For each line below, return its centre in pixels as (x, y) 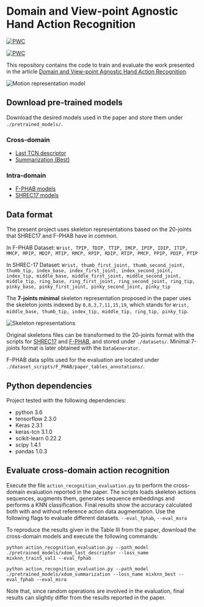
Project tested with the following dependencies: (66, 400)
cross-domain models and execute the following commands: (82, 536)
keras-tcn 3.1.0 (34, 432)
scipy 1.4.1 (28, 445)
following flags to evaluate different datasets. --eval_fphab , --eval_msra (97, 518)
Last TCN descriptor (41, 153)
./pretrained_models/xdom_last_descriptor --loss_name (78, 552)
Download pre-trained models (65, 103)
